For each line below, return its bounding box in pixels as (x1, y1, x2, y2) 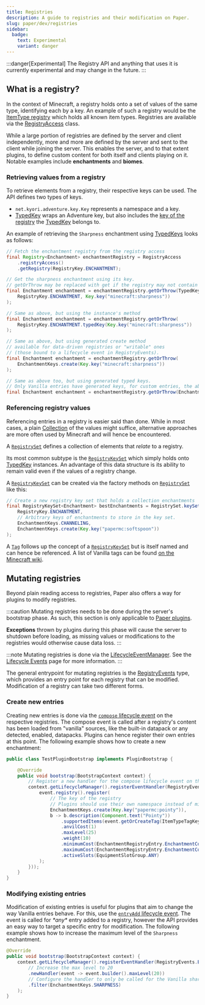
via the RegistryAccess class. (6, 120, 80, 127)
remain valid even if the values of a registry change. (6, 467, 137, 475)
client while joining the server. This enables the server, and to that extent (6, 144, 189, 152)
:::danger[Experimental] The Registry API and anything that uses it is (6, 59, 178, 67)
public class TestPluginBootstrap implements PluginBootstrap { (6, 756, 173, 762)
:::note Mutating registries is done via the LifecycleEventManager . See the (6, 651, 192, 658)
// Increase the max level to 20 (28, 965, 113, 971)
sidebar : (6, 26, 29, 32)
